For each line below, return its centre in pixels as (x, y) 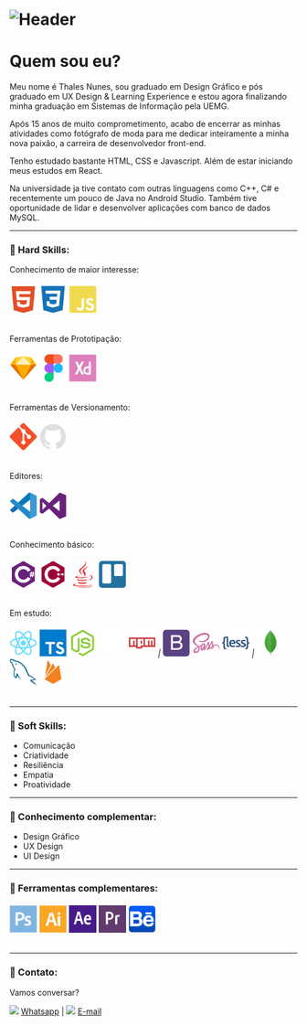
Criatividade (46, 755)
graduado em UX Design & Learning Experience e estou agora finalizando (148, 97)
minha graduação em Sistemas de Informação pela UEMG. (120, 106)
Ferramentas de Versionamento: (70, 407)
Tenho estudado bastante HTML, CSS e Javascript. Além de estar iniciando (151, 161)
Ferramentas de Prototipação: (65, 338)
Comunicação (49, 745)
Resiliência (43, 764)
